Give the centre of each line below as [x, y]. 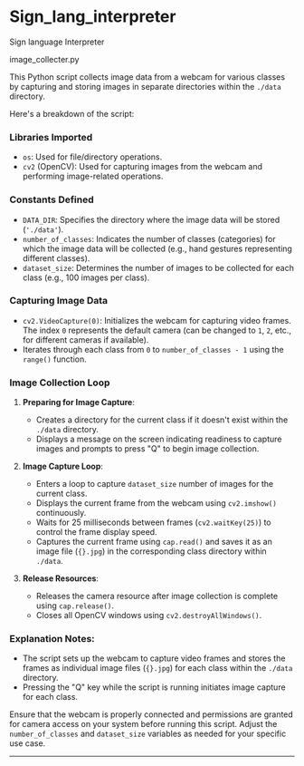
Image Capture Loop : [63, 466]
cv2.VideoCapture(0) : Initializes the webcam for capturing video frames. [157, 320]
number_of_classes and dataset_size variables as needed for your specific [148, 734]
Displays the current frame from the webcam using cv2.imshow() [157, 503]
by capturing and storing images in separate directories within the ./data [146, 86]
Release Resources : [61, 578]
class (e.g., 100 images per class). [86, 277]
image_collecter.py [44, 59]
